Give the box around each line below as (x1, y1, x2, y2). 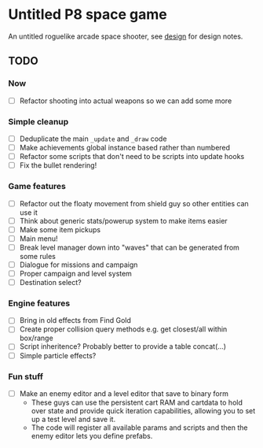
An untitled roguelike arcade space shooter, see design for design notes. (8, 31, 243, 41)
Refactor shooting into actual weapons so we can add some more (19, 96, 232, 106)
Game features (8, 181, 67, 192)
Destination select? (19, 277, 82, 287)
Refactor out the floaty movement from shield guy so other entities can (19, 198, 249, 208)
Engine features (8, 298, 71, 309)
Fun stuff (8, 371, 43, 382)
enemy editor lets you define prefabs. (31, 431, 153, 440)
